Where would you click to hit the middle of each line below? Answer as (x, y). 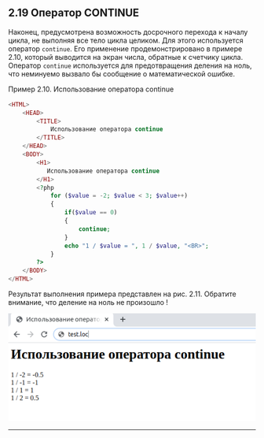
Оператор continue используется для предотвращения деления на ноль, (130, 65)
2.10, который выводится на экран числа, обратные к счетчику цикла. (126, 57)
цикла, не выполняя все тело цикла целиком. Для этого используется (126, 40)
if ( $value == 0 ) (91, 213)
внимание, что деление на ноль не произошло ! (88, 303)
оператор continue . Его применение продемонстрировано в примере (125, 48)
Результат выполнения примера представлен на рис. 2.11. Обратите (123, 294)
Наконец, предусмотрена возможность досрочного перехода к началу (128, 32)
